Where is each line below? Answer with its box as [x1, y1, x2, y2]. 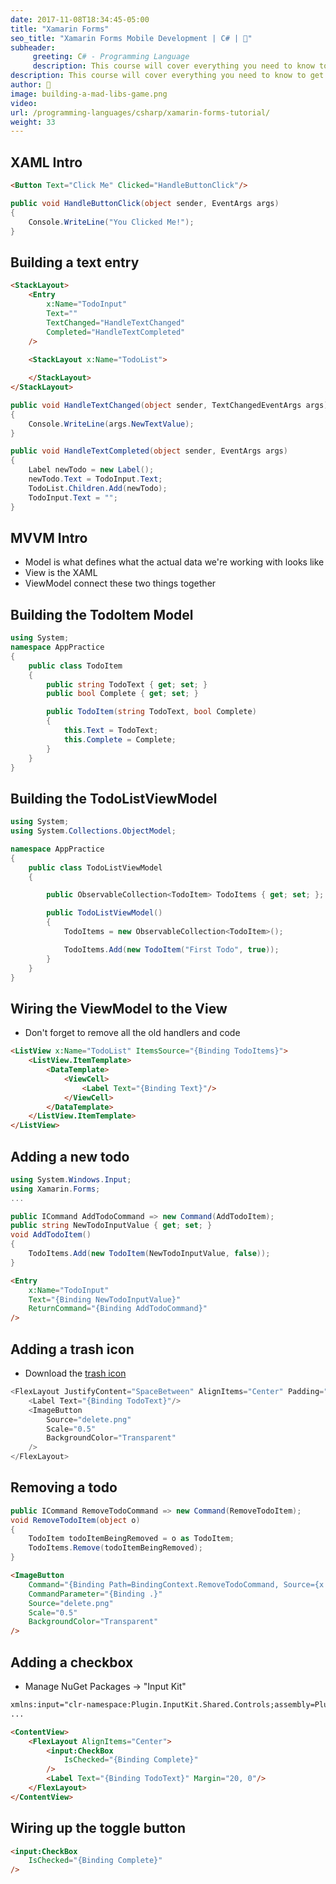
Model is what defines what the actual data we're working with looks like [24, 556, 325, 568]
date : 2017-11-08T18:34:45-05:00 [10, 14, 150, 25]
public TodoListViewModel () [46, 908, 163, 918]
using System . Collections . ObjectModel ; [10, 826, 177, 836]
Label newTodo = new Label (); [28, 465, 155, 475]
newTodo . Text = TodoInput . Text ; [28, 474, 163, 484]
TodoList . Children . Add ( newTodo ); [28, 483, 168, 493]
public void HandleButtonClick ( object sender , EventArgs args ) [10, 198, 280, 208]
